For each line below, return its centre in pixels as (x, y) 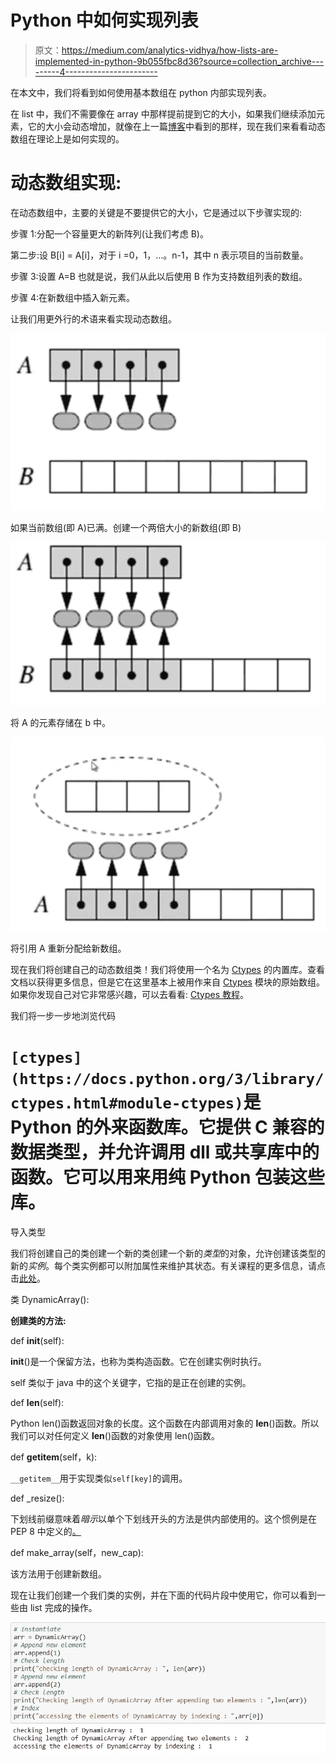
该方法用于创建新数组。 (58, 1573)
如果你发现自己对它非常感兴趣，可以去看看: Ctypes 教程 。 (129, 994)
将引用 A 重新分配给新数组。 (68, 948)
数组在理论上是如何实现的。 (67, 138)
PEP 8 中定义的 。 (46, 1531)
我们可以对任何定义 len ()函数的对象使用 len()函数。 (115, 1435)
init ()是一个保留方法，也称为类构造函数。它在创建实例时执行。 (138, 1361)
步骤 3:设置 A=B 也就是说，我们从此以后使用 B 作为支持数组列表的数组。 (159, 276)
